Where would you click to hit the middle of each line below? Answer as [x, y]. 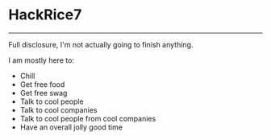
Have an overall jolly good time [71, 127]
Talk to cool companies [59, 109]
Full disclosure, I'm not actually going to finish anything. [101, 44]
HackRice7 [45, 15]
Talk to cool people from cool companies [88, 118]
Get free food [42, 84]
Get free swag [44, 93]
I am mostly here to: [42, 60]
